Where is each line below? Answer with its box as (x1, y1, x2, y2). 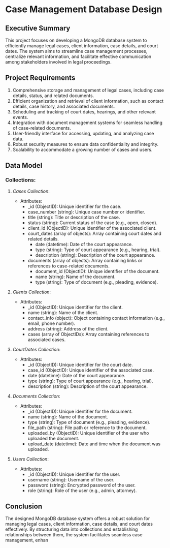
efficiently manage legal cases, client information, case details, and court (5, 43, 158, 49)
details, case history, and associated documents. (12, 103, 115, 109)
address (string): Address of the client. (27, 325, 109, 331)
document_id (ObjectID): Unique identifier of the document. (35, 268, 160, 274)
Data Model (5, 161, 43, 170)
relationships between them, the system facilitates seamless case (5, 532, 143, 538)
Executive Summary (5, 24, 71, 33)
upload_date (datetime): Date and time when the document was (27, 441, 161, 447)
